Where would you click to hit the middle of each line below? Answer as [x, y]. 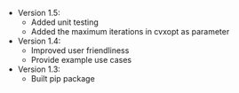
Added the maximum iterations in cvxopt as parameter [130, 31]
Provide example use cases [81, 60]
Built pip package [63, 78]
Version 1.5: [39, 13]
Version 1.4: [39, 41]
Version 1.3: [39, 69]
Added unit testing [65, 22]
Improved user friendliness [80, 50]
